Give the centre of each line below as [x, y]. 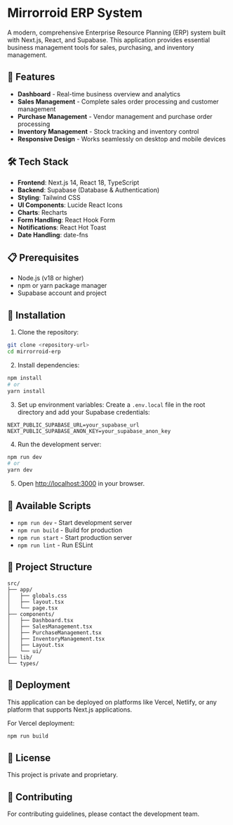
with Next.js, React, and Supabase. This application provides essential [109, 39]
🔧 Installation [36, 315]
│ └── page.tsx [33, 608]
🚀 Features [31, 77]
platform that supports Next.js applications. [70, 710]
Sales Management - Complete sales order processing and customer [118, 101]
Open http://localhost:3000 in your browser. [81, 484]
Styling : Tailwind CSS [49, 197]
